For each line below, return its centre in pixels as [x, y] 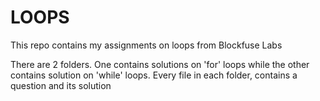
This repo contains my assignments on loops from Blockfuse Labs [146, 45]
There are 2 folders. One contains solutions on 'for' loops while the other [160, 64]
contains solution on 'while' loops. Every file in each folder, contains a [154, 75]
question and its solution [61, 85]
